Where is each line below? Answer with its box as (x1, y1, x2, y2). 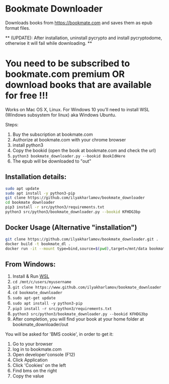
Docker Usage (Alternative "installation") (5, 223, 137, 232)
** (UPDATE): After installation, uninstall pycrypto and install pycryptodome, (5, 35, 162, 41)
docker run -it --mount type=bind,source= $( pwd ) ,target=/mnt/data (5, 246, 147, 251)
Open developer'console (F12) (12, 352, 75, 358)
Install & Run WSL (12, 273, 49, 279)
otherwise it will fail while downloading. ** (5, 40, 92, 46)
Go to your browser (12, 341, 53, 347)
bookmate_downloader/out (12, 322, 69, 328)
